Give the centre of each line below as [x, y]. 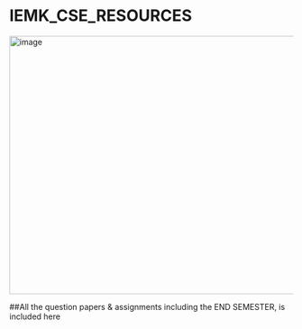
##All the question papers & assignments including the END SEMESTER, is [147, 306]
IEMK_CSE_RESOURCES [101, 16]
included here [35, 316]
